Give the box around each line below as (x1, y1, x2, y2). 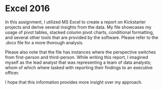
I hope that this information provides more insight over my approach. (5, 79, 143, 85)
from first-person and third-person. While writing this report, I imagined (5, 54, 148, 60)
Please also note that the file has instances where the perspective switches (5, 49, 156, 55)
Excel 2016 (5, 3, 50, 14)
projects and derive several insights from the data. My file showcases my (5, 24, 152, 30)
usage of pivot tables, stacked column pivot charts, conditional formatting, (5, 29, 154, 35)
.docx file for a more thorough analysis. (5, 39, 84, 45)
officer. (5, 70, 19, 75)
